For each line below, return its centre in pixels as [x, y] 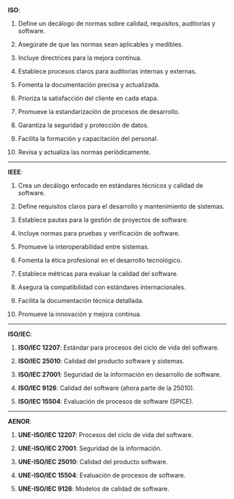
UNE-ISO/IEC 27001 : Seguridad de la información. [90, 448]
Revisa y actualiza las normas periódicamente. [84, 152]
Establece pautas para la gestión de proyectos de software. [103, 220]
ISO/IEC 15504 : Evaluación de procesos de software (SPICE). [106, 401]
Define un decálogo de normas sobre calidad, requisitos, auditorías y [117, 23]
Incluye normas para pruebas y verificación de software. [99, 233]
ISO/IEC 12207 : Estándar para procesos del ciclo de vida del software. [118, 347]
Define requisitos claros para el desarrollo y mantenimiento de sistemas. [121, 206]
